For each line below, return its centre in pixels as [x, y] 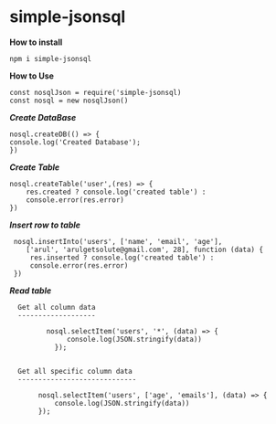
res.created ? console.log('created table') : [116, 192]
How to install [36, 42]
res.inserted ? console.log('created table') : [122, 258]
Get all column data [57, 307]
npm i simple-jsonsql [51, 58]
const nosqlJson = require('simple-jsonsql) [96, 92]
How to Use [32, 76]
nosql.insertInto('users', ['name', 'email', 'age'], [118, 241]
